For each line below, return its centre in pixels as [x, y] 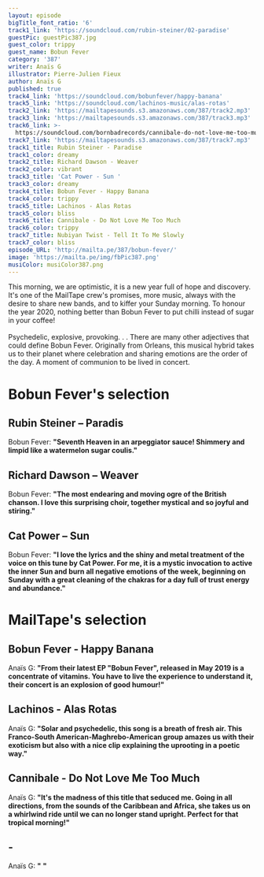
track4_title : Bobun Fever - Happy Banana [79, 191]
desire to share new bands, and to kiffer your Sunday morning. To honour [127, 303]
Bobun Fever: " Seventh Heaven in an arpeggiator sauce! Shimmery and [126, 442]
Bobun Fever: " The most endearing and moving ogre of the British [117, 494]
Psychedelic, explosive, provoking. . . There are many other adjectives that [129, 337]
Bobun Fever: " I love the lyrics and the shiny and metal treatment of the [126, 555]
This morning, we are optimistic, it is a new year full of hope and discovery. [130, 287]
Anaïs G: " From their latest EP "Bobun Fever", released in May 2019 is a [126, 668]
